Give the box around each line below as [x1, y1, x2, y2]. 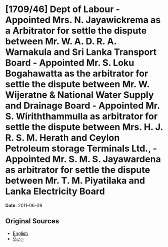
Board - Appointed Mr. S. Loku [5, 57, 135, 69]
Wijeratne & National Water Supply [5, 89, 154, 101]
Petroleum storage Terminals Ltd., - [5, 143, 157, 154]
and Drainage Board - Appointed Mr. [5, 100, 160, 111]
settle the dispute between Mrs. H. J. [5, 121, 163, 133]
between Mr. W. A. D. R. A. [5, 36, 117, 47]
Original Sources [5, 217, 59, 225]
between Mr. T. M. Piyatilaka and [5, 175, 145, 187]
